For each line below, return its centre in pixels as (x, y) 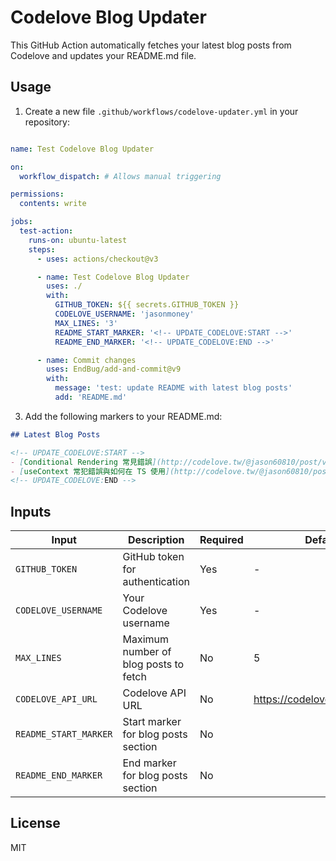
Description (156, 540)
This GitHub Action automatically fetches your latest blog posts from (151, 45)
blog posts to (153, 664)
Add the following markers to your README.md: (123, 416)
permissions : (37, 194)
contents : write (53, 204)
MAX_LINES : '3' (86, 323)
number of (147, 652)
